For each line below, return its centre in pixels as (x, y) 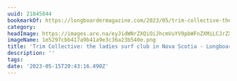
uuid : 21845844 (30, 14)
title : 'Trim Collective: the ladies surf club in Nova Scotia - (105, 46)
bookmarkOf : (25, 20)
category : (22, 27)
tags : (15, 60)
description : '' (31, 54)
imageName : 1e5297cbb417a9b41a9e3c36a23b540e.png (82, 40)
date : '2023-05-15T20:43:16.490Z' (58, 66)
